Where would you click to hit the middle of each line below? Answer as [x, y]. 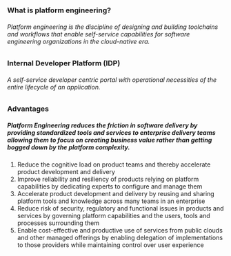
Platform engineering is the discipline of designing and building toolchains [113, 27]
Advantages [28, 109]
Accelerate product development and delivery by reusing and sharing [116, 194]
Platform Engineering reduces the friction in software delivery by [102, 125]
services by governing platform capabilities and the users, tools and [113, 216]
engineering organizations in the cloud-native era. [79, 41]
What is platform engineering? [59, 10]
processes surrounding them [58, 223]
